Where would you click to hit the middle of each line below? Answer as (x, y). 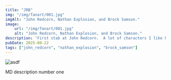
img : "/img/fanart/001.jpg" (35, 15)
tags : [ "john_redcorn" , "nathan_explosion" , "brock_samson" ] (72, 48)
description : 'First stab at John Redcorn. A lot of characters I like (84, 38)
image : (12, 24)
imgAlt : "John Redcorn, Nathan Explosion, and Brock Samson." (73, 19)
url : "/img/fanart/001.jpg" (44, 29)
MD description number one (35, 72)
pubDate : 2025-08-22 (27, 43)
